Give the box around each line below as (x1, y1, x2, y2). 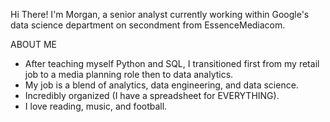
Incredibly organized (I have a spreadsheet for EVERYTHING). (24, 90, 280, 101)
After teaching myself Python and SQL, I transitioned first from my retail (24, 58, 320, 69)
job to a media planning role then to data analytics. (24, 69, 234, 80)
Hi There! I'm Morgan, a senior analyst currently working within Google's (10, 9, 310, 20)
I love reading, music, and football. (24, 100, 168, 112)
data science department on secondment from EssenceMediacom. (10, 19, 286, 31)
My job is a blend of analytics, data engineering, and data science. (24, 79, 299, 91)
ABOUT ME (10, 39, 57, 50)
